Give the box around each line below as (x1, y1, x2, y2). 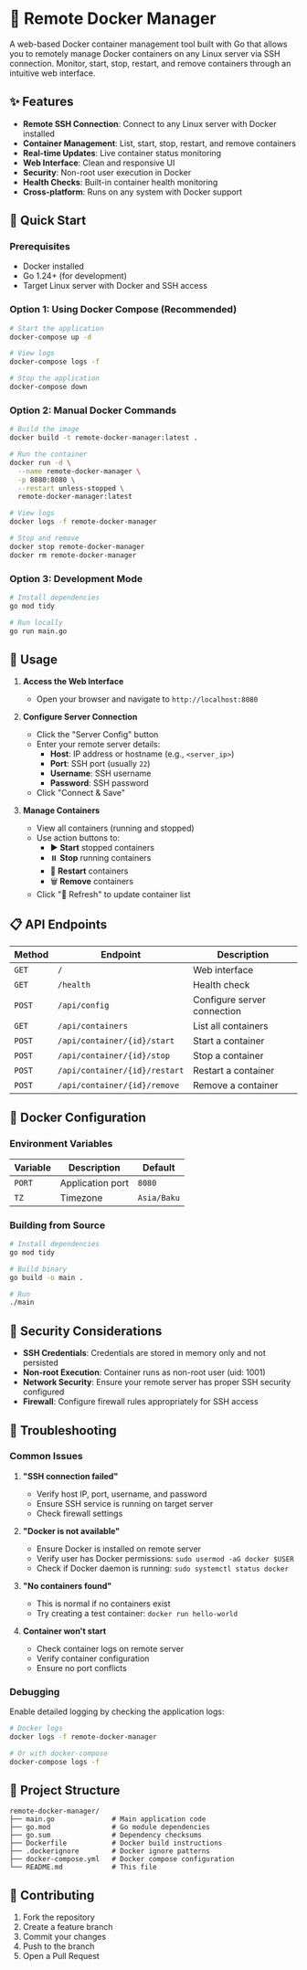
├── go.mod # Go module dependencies (9, 1823, 210, 1832)
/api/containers (58, 1021, 128, 1032)
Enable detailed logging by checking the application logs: (9, 1706, 225, 1717)
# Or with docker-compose (9, 1749, 108, 1758)
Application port (59, 1176, 130, 1189)
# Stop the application (9, 374, 101, 383)
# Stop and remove (9, 534, 79, 543)
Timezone (59, 1192, 103, 1204)
